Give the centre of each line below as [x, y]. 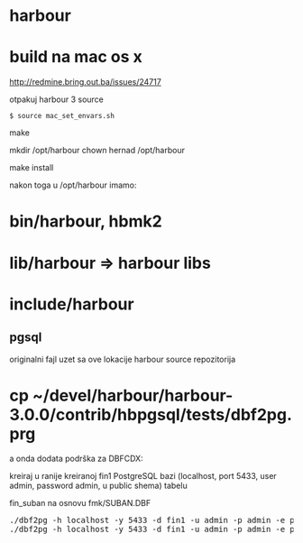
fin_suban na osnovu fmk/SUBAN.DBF [80, 503]
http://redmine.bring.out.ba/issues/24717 [86, 82]
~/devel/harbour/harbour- [133, 396]
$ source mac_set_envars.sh [62, 116]
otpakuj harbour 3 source [56, 99]
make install [32, 168]
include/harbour [72, 304]
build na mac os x [76, 57]
